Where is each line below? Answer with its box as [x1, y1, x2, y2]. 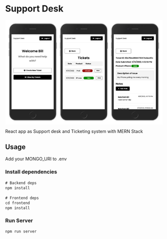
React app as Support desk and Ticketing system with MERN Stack [5, 128, 143, 134]
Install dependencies [5, 168, 57, 175]
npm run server [5, 228, 37, 234]
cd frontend [5, 200, 30, 205]
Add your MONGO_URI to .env [5, 156, 67, 162]
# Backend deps [5, 180, 37, 185]
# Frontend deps [5, 195, 39, 200]
